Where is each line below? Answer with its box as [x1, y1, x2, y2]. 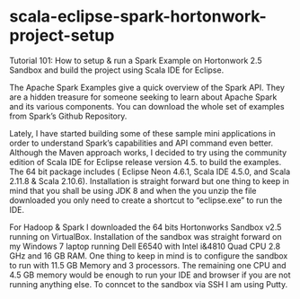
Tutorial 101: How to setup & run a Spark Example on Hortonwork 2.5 [9, 55, 262, 66]
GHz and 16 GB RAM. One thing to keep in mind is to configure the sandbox [9, 250, 288, 261]
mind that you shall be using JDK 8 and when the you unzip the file [9, 185, 257, 196]
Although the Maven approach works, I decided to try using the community [9, 146, 287, 158]
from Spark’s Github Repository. [9, 110, 128, 121]
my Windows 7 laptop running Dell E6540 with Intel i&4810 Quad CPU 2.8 [9, 241, 281, 251]
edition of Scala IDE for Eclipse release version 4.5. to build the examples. [9, 156, 282, 167]
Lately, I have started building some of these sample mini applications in [9, 128, 276, 138]
